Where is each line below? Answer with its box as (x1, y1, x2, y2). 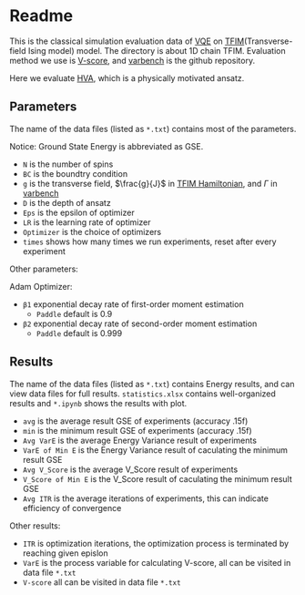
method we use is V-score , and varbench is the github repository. (9, 55, 256, 66)
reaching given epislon (22, 548, 108, 559)
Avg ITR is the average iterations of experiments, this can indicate (22, 493, 269, 504)
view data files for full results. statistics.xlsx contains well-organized (9, 388, 276, 399)
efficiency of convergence (22, 502, 122, 513)
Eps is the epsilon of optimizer (22, 207, 135, 218)
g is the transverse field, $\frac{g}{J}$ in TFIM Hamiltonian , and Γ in (22, 178, 278, 189)
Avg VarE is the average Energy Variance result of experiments (22, 435, 258, 446)
